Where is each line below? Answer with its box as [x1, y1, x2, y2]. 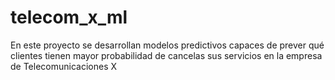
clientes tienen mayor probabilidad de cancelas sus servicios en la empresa [10, 49, 323, 61]
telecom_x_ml [10, 6, 128, 29]
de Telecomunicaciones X [10, 60, 118, 72]
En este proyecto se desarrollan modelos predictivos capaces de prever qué [10, 39, 325, 51]
